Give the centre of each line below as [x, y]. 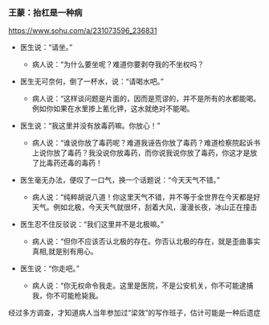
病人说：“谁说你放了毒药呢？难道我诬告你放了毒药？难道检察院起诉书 [146, 143]
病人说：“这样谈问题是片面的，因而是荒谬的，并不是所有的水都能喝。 [146, 99]
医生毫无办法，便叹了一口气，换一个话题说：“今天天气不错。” [120, 180]
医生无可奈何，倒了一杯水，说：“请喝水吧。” [92, 81]
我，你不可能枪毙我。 [67, 296]
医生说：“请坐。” [46, 47]
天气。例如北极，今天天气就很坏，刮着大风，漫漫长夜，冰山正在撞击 [145, 208]
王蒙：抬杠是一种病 [45, 12]
